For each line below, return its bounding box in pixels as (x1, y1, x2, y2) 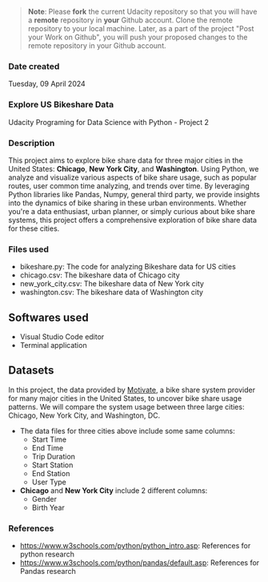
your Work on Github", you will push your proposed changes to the (27, 32, 248, 42)
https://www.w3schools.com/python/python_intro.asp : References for (19, 541, 251, 551)
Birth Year (31, 503, 66, 512)
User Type (31, 477, 66, 487)
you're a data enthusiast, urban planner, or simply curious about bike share (8, 206, 256, 216)
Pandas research (19, 567, 76, 576)
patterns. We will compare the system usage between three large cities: (8, 402, 245, 411)
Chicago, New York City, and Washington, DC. (8, 410, 161, 420)
